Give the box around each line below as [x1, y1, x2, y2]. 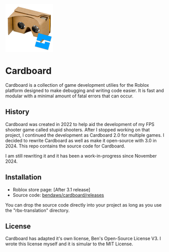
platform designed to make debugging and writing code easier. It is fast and [5, 87, 164, 93]
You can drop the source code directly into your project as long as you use [5, 201, 162, 208]
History [5, 108, 30, 116]
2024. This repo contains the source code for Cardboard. [5, 143, 126, 149]
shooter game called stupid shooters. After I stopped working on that [5, 127, 150, 133]
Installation [5, 173, 42, 182]
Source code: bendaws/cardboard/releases [12, 192, 104, 198]
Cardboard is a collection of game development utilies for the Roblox [5, 82, 149, 88]
